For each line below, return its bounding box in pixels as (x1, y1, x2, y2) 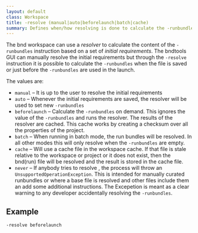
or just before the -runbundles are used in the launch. (6, 66, 136, 74)
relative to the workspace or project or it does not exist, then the (14, 152, 171, 159)
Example (6, 206, 39, 216)
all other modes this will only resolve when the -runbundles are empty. (14, 139, 185, 146)
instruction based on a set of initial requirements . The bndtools (34, 48, 187, 55)
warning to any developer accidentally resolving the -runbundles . (14, 189, 173, 196)
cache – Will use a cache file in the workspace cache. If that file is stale (14, 146, 187, 153)
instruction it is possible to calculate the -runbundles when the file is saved (6, 60, 187, 67)
